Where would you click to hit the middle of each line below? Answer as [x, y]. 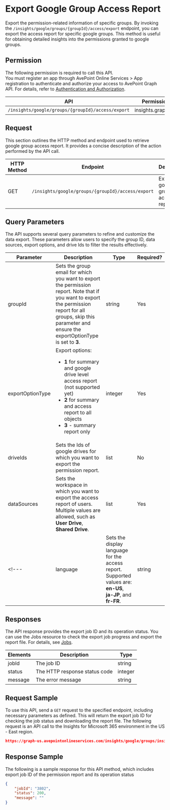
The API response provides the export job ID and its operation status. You [82, 631]
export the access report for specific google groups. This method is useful [83, 34]
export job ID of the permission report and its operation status [70, 774]
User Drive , [69, 523]
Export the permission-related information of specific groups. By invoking [82, 23]
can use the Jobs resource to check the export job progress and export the [83, 637]
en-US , [115, 589]
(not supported [82, 387]
